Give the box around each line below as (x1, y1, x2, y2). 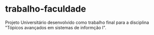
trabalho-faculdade (5, 3, 86, 15)
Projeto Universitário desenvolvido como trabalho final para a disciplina (5, 19, 150, 25)
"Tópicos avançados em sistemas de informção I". (5, 24, 106, 30)
